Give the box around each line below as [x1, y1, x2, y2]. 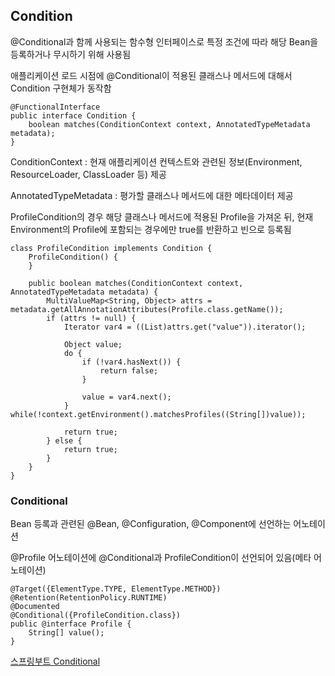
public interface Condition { [10, 110, 137, 121]
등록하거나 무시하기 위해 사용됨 [10, 48, 132, 60]
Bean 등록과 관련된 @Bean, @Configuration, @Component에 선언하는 [10, 518, 292, 530]
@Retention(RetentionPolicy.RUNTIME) [10, 593, 168, 603]
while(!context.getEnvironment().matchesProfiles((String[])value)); [10, 409, 307, 419]
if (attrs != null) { [46, 313, 137, 323]
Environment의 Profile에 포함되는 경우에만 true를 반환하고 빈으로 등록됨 [10, 223, 292, 235]
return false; [99, 365, 159, 376]
